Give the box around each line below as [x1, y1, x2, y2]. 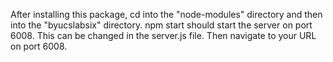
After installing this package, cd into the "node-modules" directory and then [10, 9, 323, 20]
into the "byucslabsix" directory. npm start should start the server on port [10, 19, 313, 31]
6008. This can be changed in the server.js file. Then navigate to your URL [10, 30, 317, 41]
